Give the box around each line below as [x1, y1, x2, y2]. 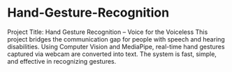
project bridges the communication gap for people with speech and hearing [7, 35, 225, 43]
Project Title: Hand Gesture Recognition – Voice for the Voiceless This [7, 28, 208, 36]
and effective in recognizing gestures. [7, 57, 117, 65]
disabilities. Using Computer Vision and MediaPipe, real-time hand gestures [7, 42, 225, 51]
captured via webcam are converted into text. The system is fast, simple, [7, 50, 217, 58]
